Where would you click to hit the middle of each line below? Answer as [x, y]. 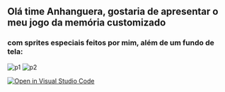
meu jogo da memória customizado [87, 23]
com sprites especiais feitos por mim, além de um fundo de [111, 43]
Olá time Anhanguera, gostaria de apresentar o [113, 12]
